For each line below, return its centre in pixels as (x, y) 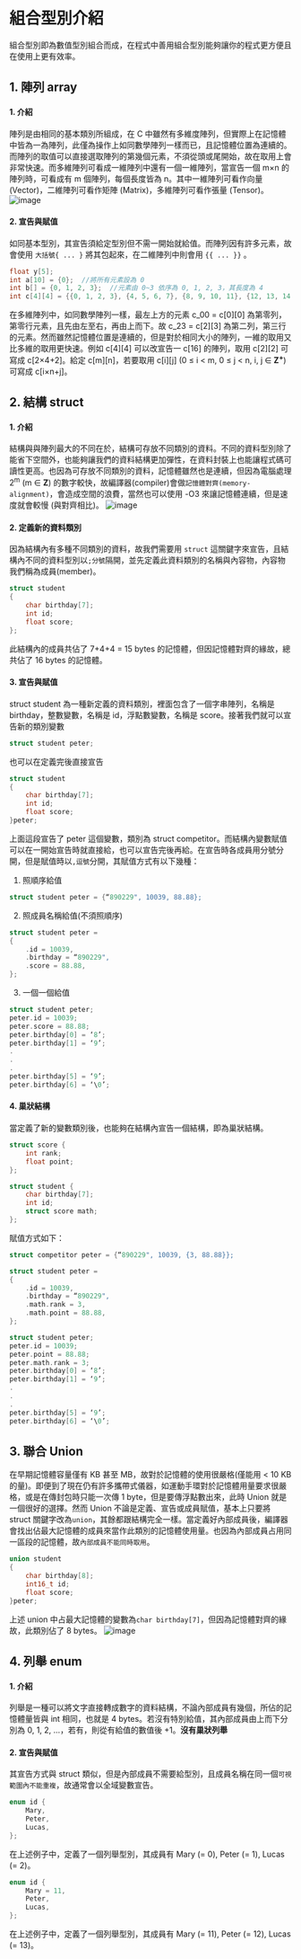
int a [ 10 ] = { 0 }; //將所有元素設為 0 (77, 279)
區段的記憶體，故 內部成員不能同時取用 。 (86, 1542)
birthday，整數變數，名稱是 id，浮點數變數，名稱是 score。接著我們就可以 (146, 714)
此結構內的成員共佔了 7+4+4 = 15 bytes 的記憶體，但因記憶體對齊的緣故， (146, 649)
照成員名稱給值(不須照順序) (73, 915)
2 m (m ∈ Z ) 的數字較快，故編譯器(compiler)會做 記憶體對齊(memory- (130, 482)
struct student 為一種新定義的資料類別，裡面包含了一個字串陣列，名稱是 (142, 704)
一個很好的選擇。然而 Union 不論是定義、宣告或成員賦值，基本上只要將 (140, 1508)
